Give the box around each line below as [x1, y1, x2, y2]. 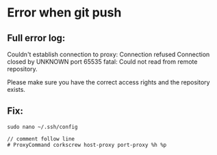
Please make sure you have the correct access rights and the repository [7, 78, 210, 86]
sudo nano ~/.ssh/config [7, 123, 78, 130]
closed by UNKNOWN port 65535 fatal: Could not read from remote [7, 58, 198, 66]
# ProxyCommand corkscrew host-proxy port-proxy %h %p [7, 141, 167, 148]
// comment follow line [7, 135, 75, 142]
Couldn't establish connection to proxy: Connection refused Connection [7, 50, 210, 58]
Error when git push [7, 5, 122, 21]
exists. [7, 86, 26, 93]
